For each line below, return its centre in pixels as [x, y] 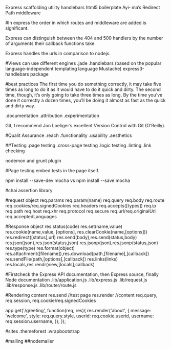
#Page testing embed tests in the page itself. [52, 170]
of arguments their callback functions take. [51, 43]
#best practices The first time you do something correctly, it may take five [83, 84]
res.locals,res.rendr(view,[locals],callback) [50, 264]
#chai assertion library [29, 190]
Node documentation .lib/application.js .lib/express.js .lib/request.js [76, 280]
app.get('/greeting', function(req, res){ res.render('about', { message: [78, 310]
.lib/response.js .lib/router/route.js [41, 285]
